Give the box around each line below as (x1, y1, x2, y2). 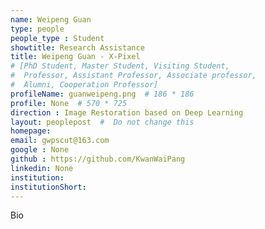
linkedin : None (10, 163, 74, 173)
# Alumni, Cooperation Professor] (10, 80, 159, 90)
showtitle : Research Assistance (10, 42, 145, 53)
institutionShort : (10, 182, 87, 192)
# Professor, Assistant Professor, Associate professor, (10, 71, 257, 81)
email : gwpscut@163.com (10, 136, 110, 146)
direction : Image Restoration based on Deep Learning (10, 107, 244, 118)
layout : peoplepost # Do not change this (10, 117, 195, 127)
